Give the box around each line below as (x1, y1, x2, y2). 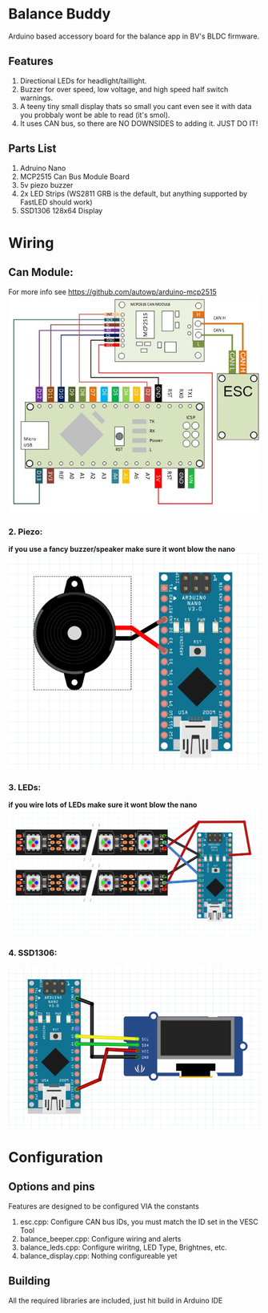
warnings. (19, 93, 54, 103)
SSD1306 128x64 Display (19, 205, 103, 215)
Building (8, 1275, 50, 1288)
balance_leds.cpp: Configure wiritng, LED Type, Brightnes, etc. (19, 1242, 228, 1252)
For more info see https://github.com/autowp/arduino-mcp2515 (8, 286, 218, 297)
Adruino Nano (19, 163, 66, 172)
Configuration (8, 1148, 104, 1166)
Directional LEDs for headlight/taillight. (19, 75, 147, 85)
